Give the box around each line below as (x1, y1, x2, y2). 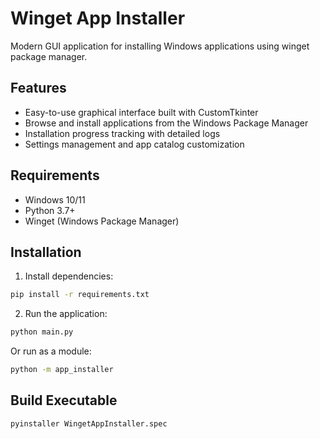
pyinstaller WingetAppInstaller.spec (10, 418, 168, 429)
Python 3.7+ (24, 204, 76, 216)
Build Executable (10, 392, 118, 409)
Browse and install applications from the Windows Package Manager (24, 117, 309, 129)
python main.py (10, 327, 74, 337)
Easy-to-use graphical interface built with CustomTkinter (24, 106, 259, 118)
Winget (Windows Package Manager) (24, 215, 180, 227)
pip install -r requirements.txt (10, 290, 150, 300)
